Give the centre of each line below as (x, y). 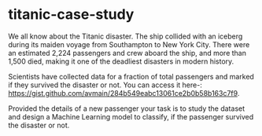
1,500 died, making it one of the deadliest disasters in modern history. (121, 61)
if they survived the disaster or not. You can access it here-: (105, 85)
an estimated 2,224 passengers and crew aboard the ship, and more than (127, 53)
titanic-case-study (71, 15)
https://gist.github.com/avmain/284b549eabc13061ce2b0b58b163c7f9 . (124, 93)
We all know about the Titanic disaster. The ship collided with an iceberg (125, 36)
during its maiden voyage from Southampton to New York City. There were (129, 44)
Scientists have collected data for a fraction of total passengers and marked (131, 76)
